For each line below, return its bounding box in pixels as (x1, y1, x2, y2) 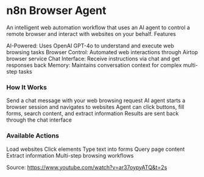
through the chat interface (6, 116, 72, 123)
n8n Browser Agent (6, 4, 107, 18)
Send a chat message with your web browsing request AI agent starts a (6, 97, 186, 104)
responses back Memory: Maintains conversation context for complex (6, 61, 182, 69)
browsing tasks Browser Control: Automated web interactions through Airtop (6, 48, 199, 55)
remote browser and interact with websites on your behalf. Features (6, 30, 177, 37)
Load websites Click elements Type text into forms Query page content (6, 145, 185, 153)
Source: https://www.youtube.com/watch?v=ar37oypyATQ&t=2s (6, 164, 167, 171)
